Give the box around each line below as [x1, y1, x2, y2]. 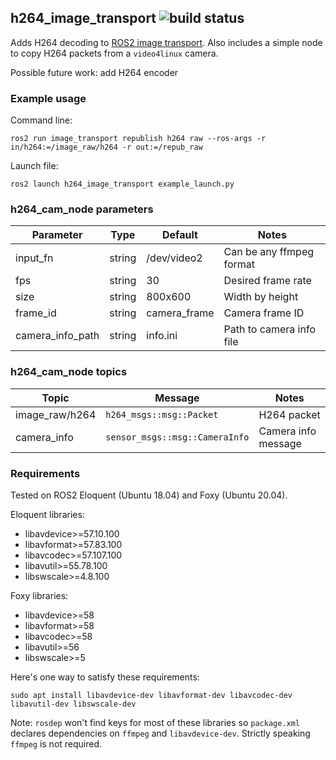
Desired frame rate [223, 274, 312, 288]
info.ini [146, 329, 178, 343]
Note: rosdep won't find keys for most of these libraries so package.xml [10, 717, 301, 728]
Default [162, 228, 198, 242]
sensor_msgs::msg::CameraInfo [105, 431, 250, 443]
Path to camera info [223, 322, 316, 336]
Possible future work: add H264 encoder [10, 66, 179, 78]
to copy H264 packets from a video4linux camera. [10, 47, 219, 59]
